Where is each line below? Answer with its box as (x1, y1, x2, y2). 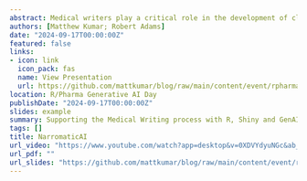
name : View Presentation (17, 73, 112, 82)
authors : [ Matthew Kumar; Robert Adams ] (9, 22, 166, 31)
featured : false (9, 38, 71, 48)
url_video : (9, 141, 51, 150)
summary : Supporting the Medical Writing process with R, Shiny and (9, 115, 276, 124)
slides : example (9, 107, 71, 116)
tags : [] (9, 124, 43, 133)
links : (9, 48, 35, 57)
